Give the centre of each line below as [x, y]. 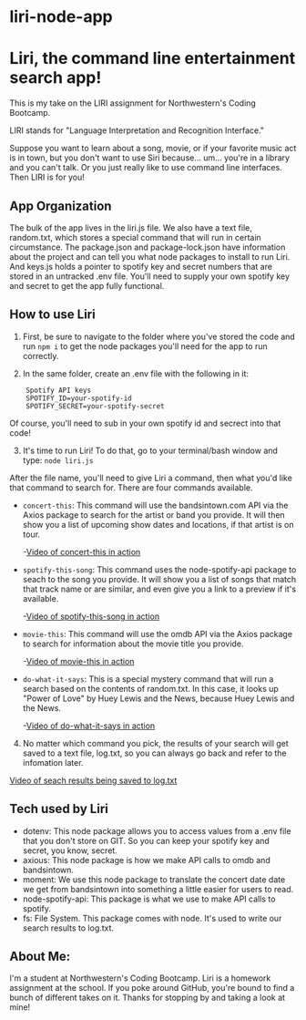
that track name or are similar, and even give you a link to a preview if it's [159, 589]
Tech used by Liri [59, 809]
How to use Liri [52, 315]
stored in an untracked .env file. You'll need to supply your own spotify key [149, 276]
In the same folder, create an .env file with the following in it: [135, 373]
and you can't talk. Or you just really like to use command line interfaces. [146, 168]
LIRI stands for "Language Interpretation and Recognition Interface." [137, 130]
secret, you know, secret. [70, 850]
